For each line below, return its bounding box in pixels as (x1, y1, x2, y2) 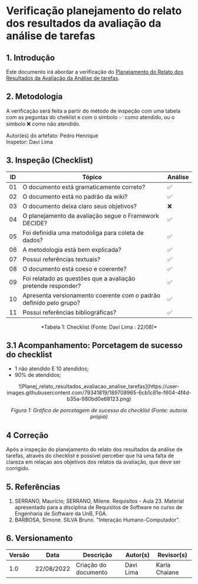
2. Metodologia (6, 91, 63, 101)
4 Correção (6, 430, 49, 440)
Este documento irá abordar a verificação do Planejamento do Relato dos (6, 68, 184, 75)
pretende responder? (22, 281, 81, 290)
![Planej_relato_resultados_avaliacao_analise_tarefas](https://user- (18, 383, 180, 390)
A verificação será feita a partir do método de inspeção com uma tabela (6, 107, 181, 114)
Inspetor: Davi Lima (6, 138, 53, 145)
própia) (90, 413, 108, 420)
